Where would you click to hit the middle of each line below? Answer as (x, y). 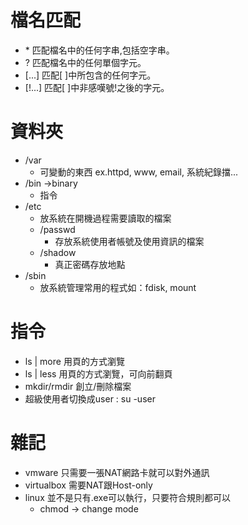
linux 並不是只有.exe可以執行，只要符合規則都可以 (128, 497)
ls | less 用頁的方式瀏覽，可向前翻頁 (98, 373)
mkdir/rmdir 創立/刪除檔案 (78, 386)
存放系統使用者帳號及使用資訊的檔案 (129, 241)
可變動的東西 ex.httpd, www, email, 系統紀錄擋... (139, 172)
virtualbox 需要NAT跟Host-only (88, 485)
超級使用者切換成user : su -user (90, 398)
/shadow (58, 252)
